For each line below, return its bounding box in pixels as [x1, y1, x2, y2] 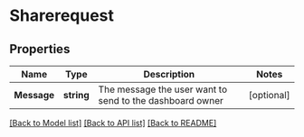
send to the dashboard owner [98, 95, 223, 106]
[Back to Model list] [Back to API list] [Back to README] [9, 118, 217, 128]
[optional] [248, 89, 290, 101]
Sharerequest [9, 5, 115, 26]
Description [143, 68, 195, 80]
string [62, 89, 90, 101]
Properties [9, 41, 71, 57]
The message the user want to [98, 83, 228, 96]
